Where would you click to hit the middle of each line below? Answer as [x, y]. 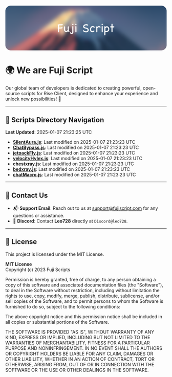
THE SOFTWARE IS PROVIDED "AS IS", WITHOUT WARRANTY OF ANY [80, 332]
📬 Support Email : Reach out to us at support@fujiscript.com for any [85, 208]
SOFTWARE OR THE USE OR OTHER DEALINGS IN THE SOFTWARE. [77, 370]
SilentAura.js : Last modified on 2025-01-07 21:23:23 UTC [74, 142]
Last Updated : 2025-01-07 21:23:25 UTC [49, 132]
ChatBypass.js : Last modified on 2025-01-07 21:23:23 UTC [76, 148]
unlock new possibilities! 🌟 [33, 99]
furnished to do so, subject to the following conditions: [63, 306]
